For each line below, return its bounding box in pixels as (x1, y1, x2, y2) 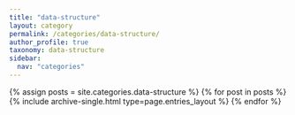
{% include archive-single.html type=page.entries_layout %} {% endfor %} (9, 96, 282, 106)
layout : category (9, 21, 73, 30)
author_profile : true (9, 37, 89, 47)
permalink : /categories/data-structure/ (9, 29, 161, 38)
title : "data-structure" (9, 12, 101, 22)
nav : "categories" (17, 63, 86, 72)
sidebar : (9, 54, 42, 63)
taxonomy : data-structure (9, 46, 104, 55)
